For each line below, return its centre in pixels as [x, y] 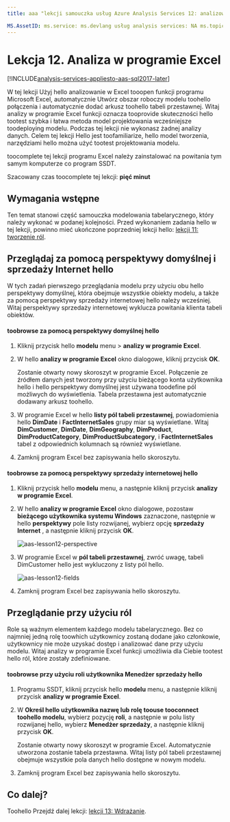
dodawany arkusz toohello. [55, 401]
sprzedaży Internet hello [61, 269]
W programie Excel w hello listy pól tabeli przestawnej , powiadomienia [118, 415]
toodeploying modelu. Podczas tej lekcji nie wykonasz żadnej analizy [104, 128]
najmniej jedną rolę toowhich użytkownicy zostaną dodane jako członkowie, [114, 637]
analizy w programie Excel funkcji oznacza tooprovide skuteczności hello [110, 114]
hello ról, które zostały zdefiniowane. [59, 659]
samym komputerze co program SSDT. [62, 164]
